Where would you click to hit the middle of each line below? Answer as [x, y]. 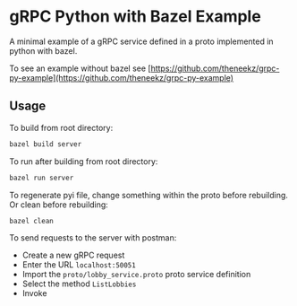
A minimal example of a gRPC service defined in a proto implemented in [142, 41]
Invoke [34, 293]
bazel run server [42, 178]
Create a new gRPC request [73, 255]
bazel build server [46, 144]
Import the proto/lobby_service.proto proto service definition [136, 275]
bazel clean [31, 221]
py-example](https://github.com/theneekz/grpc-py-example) [122, 77]
